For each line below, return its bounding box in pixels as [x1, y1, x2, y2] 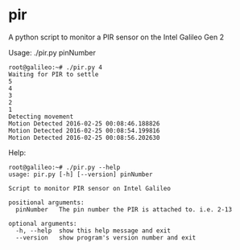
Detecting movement [8, 113, 74, 121]
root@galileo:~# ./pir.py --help [8, 163, 121, 171]
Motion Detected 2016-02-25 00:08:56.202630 [8, 133, 160, 141]
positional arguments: [8, 199, 85, 207]
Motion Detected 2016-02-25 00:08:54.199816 [8, 126, 160, 134]
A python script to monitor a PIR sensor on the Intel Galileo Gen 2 [8, 32, 224, 42]
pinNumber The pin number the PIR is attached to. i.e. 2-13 [15, 205, 232, 214]
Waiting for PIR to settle [8, 70, 99, 78]
